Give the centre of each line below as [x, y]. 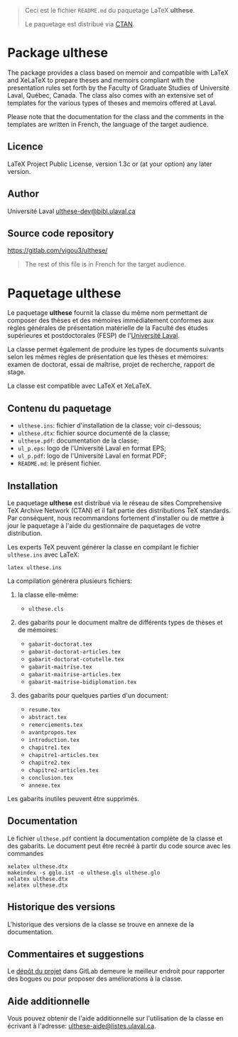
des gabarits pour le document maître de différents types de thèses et [120, 622]
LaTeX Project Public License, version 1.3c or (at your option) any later [110, 164]
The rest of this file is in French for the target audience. [106, 264]
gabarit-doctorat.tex [60, 644]
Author [23, 194]
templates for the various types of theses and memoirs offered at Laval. [112, 103]
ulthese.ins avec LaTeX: [44, 554]
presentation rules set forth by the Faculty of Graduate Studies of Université [118, 88]
